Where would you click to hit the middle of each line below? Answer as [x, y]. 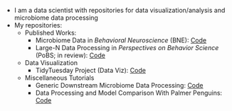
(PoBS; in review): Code [70, 55]
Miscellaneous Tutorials [59, 78]
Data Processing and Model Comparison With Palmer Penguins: [129, 93]
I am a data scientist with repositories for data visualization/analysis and [120, 10]
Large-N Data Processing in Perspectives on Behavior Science [127, 48]
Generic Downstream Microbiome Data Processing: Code [119, 85]
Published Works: [51, 33]
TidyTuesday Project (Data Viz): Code [90, 70]
